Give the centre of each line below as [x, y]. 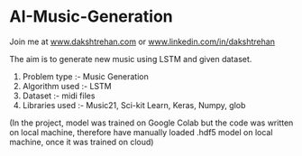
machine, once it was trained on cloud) [82, 142]
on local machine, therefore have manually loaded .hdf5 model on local [141, 132]
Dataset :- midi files [59, 96]
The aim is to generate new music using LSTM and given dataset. [131, 59]
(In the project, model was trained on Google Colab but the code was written [151, 123]
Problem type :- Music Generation [85, 76]
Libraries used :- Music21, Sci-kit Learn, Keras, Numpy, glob [134, 105]
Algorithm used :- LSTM [67, 86]
